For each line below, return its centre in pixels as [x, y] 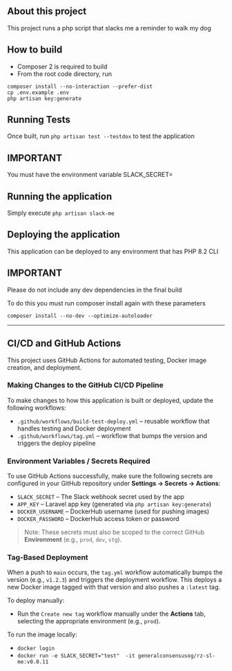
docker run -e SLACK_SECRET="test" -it [76, 656]
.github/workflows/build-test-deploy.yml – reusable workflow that [113, 421]
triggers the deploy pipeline [56, 443]
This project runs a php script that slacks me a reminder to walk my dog [109, 28]
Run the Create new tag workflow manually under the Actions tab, [111, 614]
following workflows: [37, 408]
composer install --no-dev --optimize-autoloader [80, 316]
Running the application [60, 196]
